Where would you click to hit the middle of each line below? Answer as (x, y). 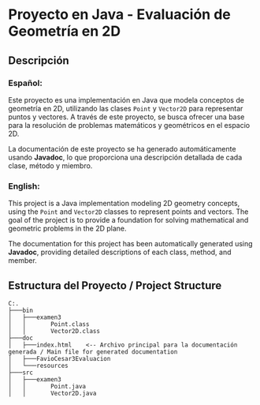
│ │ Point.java (47, 386)
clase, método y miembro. (50, 165)
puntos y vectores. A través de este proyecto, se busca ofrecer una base (126, 117)
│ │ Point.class (49, 324)
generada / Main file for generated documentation (93, 352)
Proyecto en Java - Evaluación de (119, 15)
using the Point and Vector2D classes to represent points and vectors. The (128, 212)
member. (22, 261)
